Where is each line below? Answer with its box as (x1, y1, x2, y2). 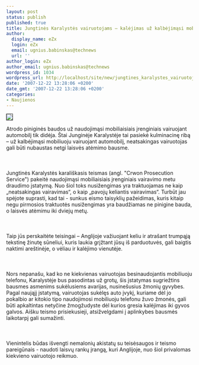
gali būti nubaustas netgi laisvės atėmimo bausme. (6, 144, 129, 151)
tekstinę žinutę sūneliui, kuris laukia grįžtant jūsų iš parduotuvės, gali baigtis (6, 239, 191, 246)
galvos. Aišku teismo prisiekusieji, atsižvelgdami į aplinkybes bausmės (6, 308, 178, 315)
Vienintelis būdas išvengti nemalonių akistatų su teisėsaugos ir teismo (6, 339, 176, 347)
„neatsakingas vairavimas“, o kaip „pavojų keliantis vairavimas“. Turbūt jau (6, 188, 187, 195)
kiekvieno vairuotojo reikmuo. (6, 352, 78, 359)
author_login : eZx (6, 58, 52, 64)
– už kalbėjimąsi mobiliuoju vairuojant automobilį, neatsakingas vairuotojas (6, 138, 188, 145)
